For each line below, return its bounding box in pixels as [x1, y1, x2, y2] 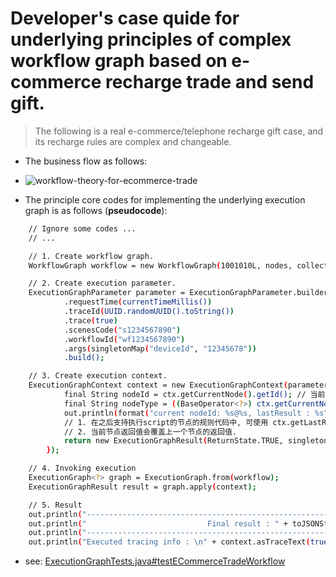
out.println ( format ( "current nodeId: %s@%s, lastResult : [63, 408, 311, 418]
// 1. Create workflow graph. [28, 251, 155, 261]
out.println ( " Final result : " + [28, 518, 288, 529]
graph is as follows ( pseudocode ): [24, 204, 168, 216]
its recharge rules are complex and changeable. [34, 135, 232, 147]
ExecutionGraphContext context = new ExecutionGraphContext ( [28, 380, 288, 391]
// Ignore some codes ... [28, 223, 137, 234]
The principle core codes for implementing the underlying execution [24, 193, 306, 206]
